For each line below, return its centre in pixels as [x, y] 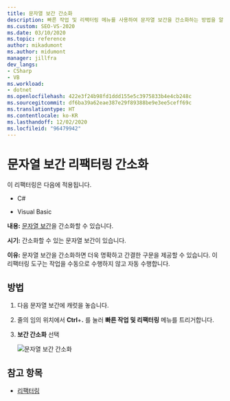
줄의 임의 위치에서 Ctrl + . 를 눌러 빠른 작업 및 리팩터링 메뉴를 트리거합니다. [115, 320]
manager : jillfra [32, 58]
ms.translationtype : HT [41, 109]
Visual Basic [34, 212]
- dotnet [20, 90]
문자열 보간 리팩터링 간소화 [78, 164]
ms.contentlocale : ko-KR [43, 115]
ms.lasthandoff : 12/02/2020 [47, 122]
